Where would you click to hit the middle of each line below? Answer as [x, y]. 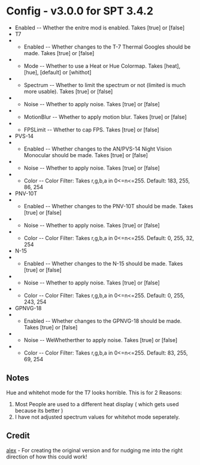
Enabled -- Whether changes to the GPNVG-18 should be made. [103, 321]
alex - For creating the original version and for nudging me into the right [95, 450]
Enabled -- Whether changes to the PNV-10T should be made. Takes [108, 206]
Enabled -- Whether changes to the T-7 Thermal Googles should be [107, 47]
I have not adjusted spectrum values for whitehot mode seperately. [97, 417]
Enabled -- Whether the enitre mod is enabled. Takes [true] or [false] [100, 28]
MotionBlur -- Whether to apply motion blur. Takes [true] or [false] [105, 117]
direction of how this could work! [47, 457]
